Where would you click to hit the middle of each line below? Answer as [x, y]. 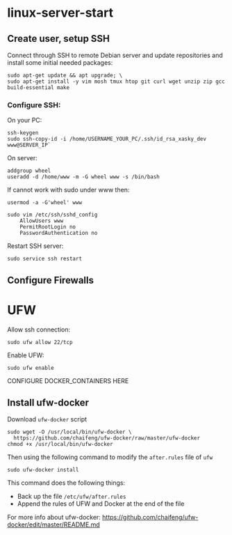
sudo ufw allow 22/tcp [40, 342]
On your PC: [25, 121]
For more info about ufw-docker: [54, 518]
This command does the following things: [66, 483]
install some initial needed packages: [60, 63]
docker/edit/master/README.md [54, 525]
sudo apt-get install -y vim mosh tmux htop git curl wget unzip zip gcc [116, 82]
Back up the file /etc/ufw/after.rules [72, 497]
